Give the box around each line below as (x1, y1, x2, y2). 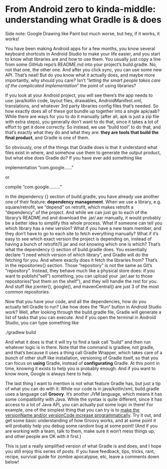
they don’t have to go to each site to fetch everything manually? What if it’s (5, 230, 159, 236)
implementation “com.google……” (5, 164, 74, 170)
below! (5, 459, 19, 465)
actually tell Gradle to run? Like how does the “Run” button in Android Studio (5, 304, 162, 310)
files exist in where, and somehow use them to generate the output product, (5, 150, 161, 156)
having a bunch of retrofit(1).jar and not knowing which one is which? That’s (5, 241, 161, 247)
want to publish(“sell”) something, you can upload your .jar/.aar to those (5, 273, 153, 279)
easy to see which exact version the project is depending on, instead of (5, 236, 152, 242)
